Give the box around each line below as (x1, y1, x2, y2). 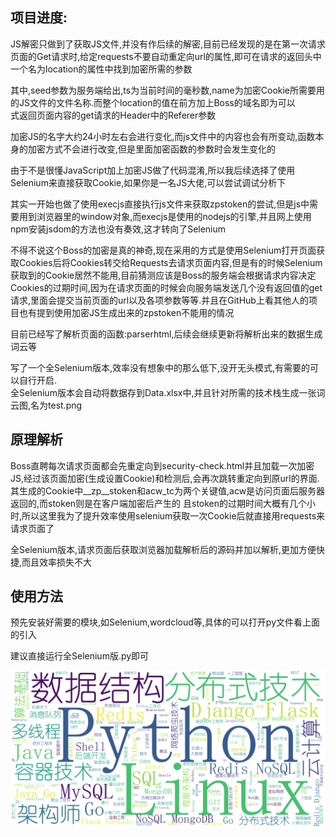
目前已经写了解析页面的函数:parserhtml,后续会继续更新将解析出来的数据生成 (10, 328, 323, 340)
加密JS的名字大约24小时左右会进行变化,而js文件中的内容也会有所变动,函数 (10, 130, 316, 142)
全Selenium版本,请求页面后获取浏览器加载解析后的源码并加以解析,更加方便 (10, 543, 317, 555)
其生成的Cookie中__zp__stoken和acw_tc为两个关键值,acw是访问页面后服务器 (10, 484, 326, 497)
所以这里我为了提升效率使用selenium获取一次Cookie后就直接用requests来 (21, 509, 326, 522)
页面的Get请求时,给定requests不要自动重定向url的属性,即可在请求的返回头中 (10, 50, 322, 62)
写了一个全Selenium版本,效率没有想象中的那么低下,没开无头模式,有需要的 (10, 361, 310, 373)
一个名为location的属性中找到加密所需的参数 (10, 63, 193, 75)
